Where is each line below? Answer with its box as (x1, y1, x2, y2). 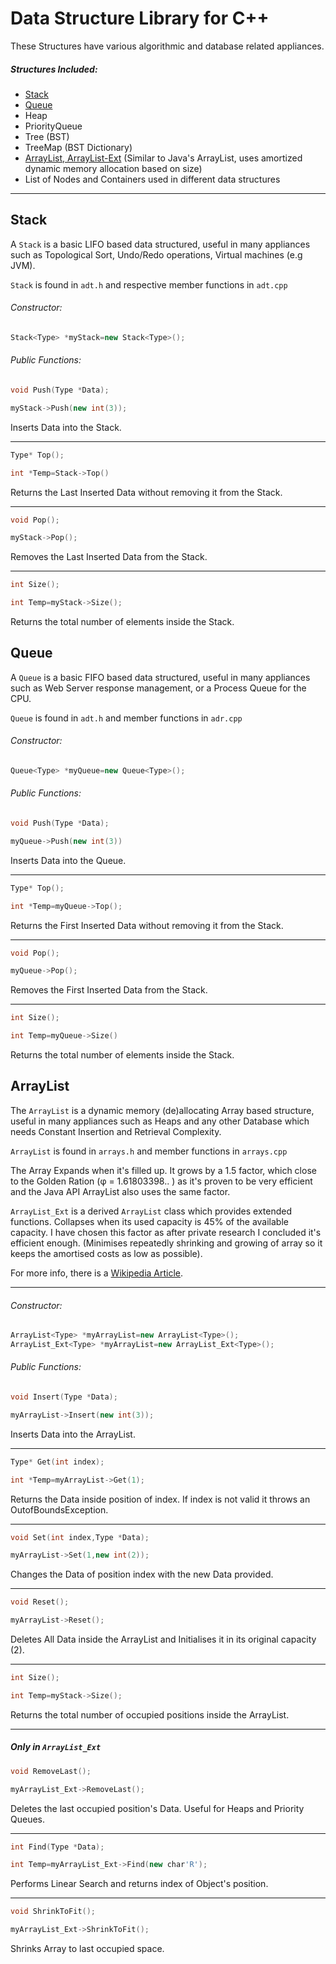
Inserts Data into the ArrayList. (10, 1428, 136, 1440)
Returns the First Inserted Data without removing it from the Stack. (10, 919, 284, 931)
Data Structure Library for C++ (10, 7, 270, 30)
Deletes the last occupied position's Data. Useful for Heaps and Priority (10, 1802, 305, 1814)
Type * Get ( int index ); (10, 1457, 105, 1467)
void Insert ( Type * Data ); (10, 1392, 118, 1402)
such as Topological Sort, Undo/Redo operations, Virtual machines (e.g (10, 248, 303, 261)
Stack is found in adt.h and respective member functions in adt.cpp (10, 278, 288, 291)
